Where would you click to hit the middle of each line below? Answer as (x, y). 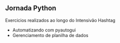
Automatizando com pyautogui (44, 30)
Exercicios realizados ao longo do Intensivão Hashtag (60, 20)
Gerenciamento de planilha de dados (50, 35)
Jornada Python (31, 8)
